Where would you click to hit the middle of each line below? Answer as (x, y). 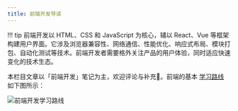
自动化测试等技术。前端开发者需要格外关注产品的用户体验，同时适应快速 (125, 52)
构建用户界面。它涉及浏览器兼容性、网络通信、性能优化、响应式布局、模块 (116, 44)
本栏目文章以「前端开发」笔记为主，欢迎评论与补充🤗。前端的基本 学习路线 (116, 76)
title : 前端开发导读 (34, 14)
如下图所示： (26, 85)
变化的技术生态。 (32, 62)
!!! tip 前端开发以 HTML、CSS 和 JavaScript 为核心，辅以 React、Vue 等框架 (118, 35)
